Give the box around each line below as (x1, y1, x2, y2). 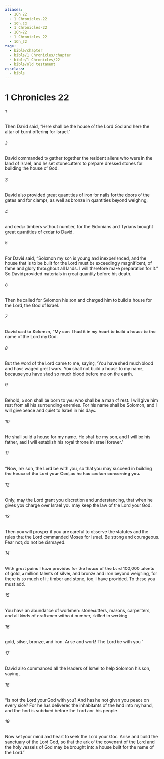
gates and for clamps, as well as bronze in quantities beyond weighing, (5, 197, 148, 203)
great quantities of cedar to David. (5, 229, 74, 235)
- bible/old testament (9, 62, 56, 67)
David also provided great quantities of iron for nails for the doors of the (5, 192, 150, 198)
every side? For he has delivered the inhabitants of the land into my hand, (5, 702, 153, 708)
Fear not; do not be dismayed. (5, 539, 66, 545)
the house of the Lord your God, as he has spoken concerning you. (5, 471, 141, 476)
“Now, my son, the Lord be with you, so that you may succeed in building (5, 466, 152, 472)
